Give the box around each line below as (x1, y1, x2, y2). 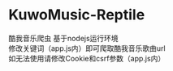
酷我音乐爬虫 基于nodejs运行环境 (8, 33, 119, 43)
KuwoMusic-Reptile (8, 6, 145, 24)
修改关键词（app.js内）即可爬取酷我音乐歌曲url (8, 43, 166, 53)
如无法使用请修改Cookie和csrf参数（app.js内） (8, 53, 166, 63)
